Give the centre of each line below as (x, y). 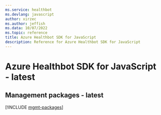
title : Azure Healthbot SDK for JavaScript (51, 38)
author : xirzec (21, 19)
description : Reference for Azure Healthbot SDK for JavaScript (73, 42)
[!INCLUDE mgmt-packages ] (34, 107)
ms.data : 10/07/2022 (27, 28)
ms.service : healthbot (28, 10)
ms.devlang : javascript (30, 14)
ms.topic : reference (27, 33)
